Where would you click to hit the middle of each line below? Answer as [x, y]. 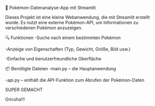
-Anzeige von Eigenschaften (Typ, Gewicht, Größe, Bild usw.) [68, 49]
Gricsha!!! [15, 99]
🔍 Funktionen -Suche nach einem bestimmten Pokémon [63, 38]
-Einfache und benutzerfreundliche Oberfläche [53, 59]
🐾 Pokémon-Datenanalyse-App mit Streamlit [51, 8]
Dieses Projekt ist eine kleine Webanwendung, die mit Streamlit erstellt [77, 17]
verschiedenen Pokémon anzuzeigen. [44, 28]
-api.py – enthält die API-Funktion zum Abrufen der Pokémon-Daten [75, 80]
